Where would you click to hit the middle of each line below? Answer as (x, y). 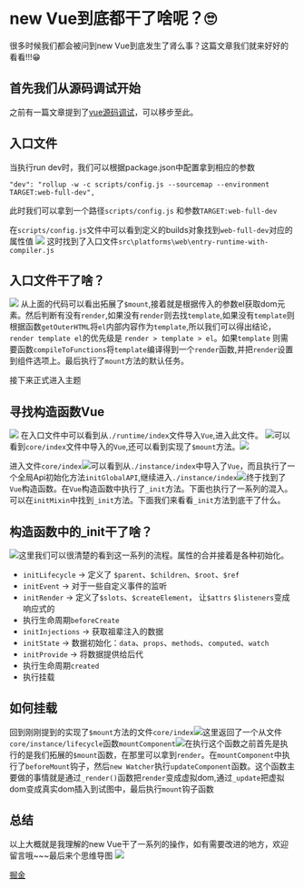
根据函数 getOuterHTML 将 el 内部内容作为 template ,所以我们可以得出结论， (143, 327)
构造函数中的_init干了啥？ (81, 532)
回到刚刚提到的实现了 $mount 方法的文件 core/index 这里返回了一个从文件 (146, 732)
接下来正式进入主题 (45, 380)
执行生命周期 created (61, 666)
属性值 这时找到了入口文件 (64, 241)
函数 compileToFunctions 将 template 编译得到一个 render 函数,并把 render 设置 (155, 349)
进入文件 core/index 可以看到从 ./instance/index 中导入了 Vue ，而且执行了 (148, 466)
